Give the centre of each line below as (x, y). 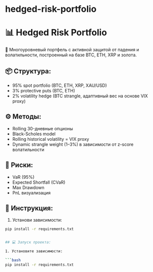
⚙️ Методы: (23, 117)
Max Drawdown (28, 187)
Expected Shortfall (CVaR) (39, 182)
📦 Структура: (28, 71)
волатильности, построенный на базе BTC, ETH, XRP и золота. (71, 55)
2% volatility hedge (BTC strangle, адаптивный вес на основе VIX (80, 96)
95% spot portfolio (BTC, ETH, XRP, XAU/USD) (59, 85)
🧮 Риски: (19, 165)
